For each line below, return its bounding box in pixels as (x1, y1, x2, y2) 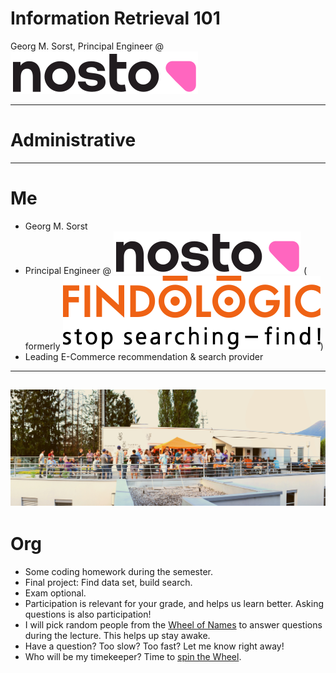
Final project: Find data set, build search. (24, 576, 193, 588)
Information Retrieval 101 (10, 7, 221, 30)
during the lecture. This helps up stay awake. (24, 629, 211, 641)
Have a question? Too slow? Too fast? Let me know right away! (24, 640, 285, 652)
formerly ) (24, 340, 324, 352)
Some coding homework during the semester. (24, 565, 214, 577)
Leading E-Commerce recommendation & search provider (24, 350, 264, 362)
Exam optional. (24, 587, 87, 599)
